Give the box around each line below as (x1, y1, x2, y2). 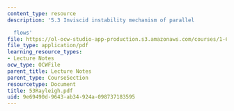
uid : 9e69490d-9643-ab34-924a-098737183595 (7, 94, 136, 101)
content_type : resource (7, 10, 77, 17)
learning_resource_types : (7, 49, 82, 55)
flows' (13, 29, 33, 36)
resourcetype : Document (7, 80, 77, 87)
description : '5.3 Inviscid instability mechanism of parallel (7, 17, 195, 24)
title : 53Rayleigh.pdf (7, 87, 73, 94)
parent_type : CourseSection (7, 74, 89, 81)
